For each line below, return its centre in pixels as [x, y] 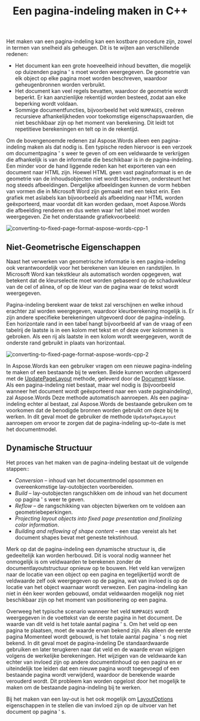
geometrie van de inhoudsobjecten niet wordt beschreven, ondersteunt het [99, 179]
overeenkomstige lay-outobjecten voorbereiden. [74, 486]
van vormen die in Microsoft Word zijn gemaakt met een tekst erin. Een [93, 192]
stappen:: [18, 469]
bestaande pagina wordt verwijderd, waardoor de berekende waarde [91, 674]
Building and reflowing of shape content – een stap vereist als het [96, 531]
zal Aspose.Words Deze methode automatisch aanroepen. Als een [87, 398]
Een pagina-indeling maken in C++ [100, 11]
